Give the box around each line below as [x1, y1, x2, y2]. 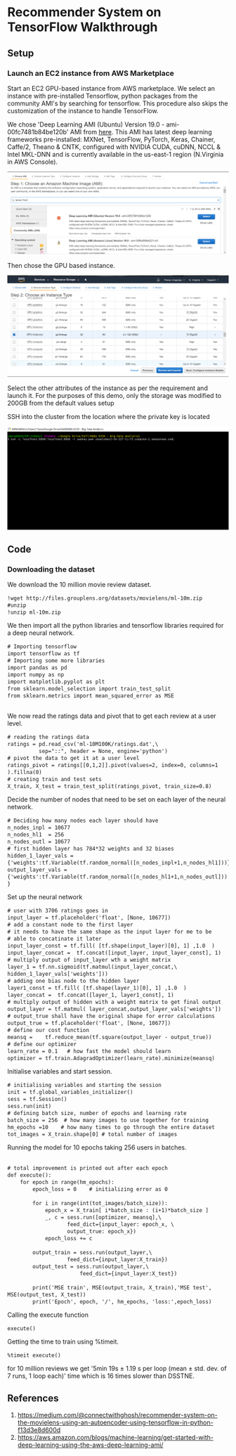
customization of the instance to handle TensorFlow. [7, 106, 159, 115]
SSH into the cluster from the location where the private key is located [7, 413, 211, 421]
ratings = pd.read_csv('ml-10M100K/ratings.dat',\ [7, 741, 159, 748]
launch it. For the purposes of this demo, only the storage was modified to [7, 392, 222, 400]
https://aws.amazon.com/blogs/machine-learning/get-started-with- [17, 1434, 214, 1442]
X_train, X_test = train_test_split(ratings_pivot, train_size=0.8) [7, 783, 212, 790]
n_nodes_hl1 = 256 [7, 831, 65, 839]
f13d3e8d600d [17, 1426, 61, 1434]
